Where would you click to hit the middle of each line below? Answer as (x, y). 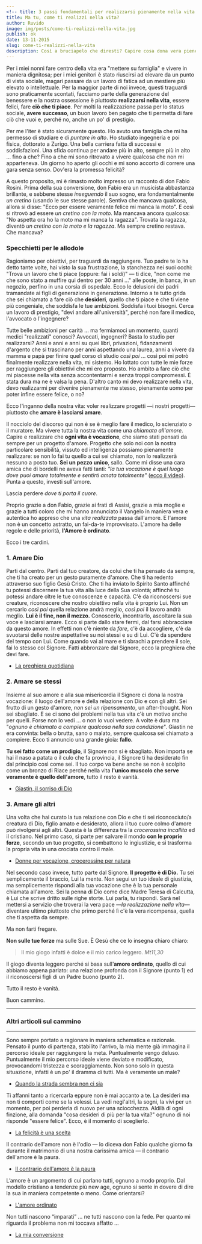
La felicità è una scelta (43, 1133)
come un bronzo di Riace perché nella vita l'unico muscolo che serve (93, 770)
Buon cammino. (26, 1000)
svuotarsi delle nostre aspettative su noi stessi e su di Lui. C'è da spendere (99, 635)
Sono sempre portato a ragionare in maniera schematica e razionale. (91, 1040)
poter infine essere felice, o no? (45, 395)
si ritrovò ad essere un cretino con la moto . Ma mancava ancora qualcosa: (98, 213)
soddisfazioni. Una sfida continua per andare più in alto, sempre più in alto (98, 150)
